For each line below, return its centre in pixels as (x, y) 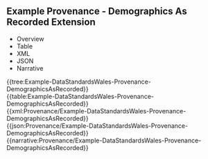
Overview (30, 39)
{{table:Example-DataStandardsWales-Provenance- (80, 96)
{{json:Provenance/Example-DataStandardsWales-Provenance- (97, 125)
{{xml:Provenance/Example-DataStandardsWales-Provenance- (96, 111)
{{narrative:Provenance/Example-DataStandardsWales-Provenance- (104, 140)
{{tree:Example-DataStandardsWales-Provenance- (79, 82)
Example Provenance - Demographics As (97, 11)
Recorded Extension (51, 22)
